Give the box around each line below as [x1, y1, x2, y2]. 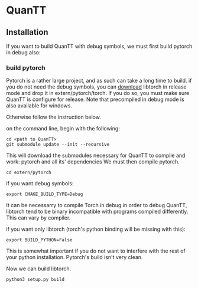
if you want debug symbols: [6, 180, 74, 187]
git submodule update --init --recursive [6, 142, 110, 148]
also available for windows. [6, 102, 73, 109]
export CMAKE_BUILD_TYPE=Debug [6, 191, 83, 198]
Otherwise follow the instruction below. [6, 113, 102, 121]
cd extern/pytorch [6, 169, 51, 176]
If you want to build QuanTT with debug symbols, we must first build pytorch [6, 42, 193, 50]
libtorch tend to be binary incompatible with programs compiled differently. [6, 208, 189, 215]
